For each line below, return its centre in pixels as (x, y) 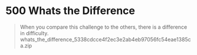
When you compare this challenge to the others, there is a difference (104, 27)
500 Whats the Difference (70, 11)
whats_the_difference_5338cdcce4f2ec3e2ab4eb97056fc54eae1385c (105, 39)
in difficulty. (34, 33)
